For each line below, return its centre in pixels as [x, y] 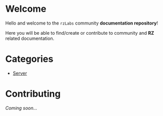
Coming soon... [21, 108]
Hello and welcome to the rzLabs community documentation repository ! [82, 23]
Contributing [33, 94]
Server [20, 73]
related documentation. [30, 38]
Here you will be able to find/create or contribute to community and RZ [80, 33]
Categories [29, 59]
